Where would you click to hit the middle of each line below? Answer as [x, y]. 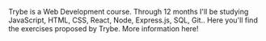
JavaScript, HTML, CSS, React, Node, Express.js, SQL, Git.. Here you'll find [133, 20]
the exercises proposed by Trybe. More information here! [103, 29]
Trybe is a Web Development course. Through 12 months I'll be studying [129, 12]
